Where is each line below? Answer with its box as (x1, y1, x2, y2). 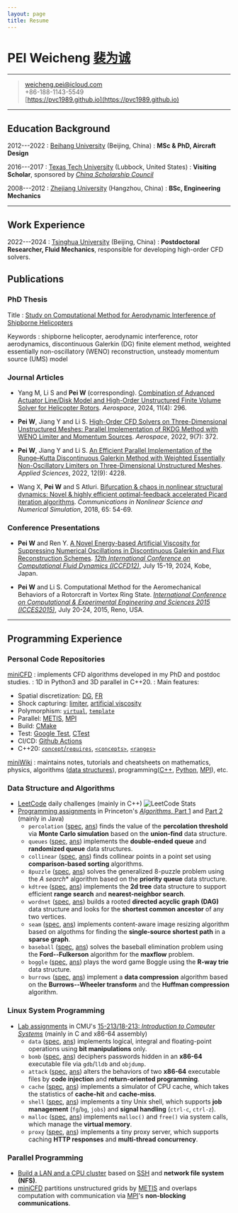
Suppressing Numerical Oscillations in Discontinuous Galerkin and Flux (17, 547, 225, 555)
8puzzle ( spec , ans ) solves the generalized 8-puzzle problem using (28, 867, 225, 876)
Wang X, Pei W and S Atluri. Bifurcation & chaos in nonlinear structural (17, 483, 223, 491)
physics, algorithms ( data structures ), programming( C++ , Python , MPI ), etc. (7, 766, 228, 774)
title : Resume (7, 17, 50, 24)
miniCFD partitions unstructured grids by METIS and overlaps (17, 1183, 197, 1192)
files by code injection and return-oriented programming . (28, 1075, 200, 1083)
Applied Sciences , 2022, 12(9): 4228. (17, 469, 127, 478)
